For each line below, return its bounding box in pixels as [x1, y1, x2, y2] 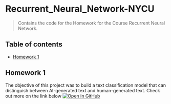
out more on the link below [5, 93, 61, 99]
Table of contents [5, 40, 62, 49]
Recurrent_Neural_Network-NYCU [5, 3, 155, 15]
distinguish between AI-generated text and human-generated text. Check [5, 87, 160, 93]
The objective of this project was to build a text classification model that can [5, 82, 166, 88]
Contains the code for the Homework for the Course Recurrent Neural [17, 20, 165, 26]
